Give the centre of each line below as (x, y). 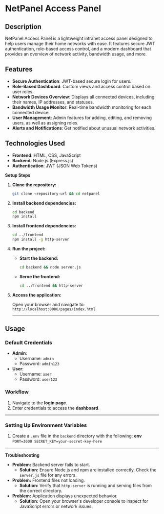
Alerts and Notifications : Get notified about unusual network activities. (84, 128)
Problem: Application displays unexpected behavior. (65, 496)
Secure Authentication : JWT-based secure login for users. (72, 81)
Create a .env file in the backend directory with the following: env (77, 436)
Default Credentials (29, 343)
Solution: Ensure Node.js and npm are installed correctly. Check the (88, 470)
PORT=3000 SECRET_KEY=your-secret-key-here (57, 441)
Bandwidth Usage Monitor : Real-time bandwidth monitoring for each (82, 107)
